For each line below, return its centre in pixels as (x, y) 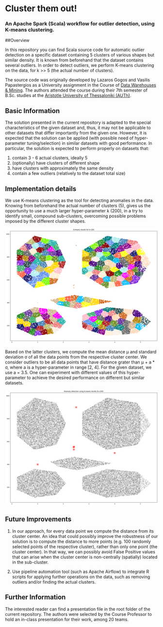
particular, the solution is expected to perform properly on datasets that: (77, 149)
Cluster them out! (41, 9)
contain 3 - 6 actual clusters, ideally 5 (50, 158)
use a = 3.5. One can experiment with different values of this (65, 373)
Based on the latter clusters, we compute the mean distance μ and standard (81, 352)
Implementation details (41, 189)
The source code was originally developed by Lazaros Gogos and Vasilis (78, 80)
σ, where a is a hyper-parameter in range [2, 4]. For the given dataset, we (78, 367)
